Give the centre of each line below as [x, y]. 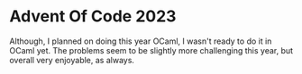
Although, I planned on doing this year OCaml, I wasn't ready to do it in [141, 41]
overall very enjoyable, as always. [72, 60]
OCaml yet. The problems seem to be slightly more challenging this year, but [151, 50]
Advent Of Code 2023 [93, 16]
